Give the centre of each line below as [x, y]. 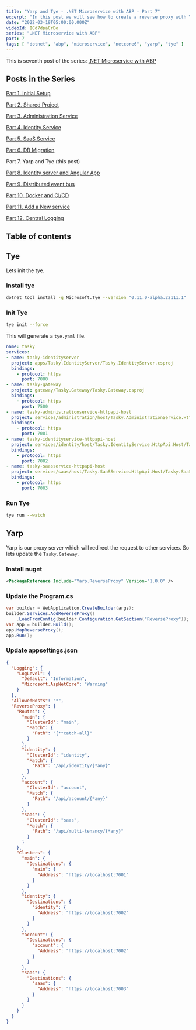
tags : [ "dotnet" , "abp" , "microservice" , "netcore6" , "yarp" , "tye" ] [95, 44]
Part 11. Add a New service [38, 207]
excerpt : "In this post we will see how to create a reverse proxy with [96, 17]
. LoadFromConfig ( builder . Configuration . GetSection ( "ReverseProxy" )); [103, 619]
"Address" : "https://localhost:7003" [83, 989]
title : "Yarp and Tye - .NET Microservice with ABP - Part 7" [83, 11]
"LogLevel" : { [34, 674]
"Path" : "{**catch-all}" [62, 733]
